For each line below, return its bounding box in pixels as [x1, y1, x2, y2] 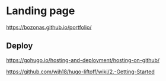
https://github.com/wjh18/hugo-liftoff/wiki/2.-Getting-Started [6, 68, 155, 75]
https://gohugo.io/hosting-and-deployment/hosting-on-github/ [6, 56, 160, 63]
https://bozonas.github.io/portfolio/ [6, 24, 92, 31]
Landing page [6, 4, 75, 18]
